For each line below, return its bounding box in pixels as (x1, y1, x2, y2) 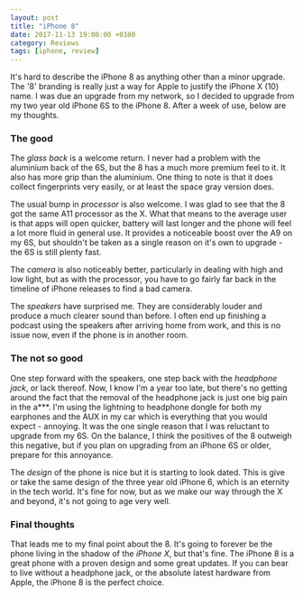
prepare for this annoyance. (10, 449, 114, 460)
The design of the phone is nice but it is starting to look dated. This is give (10, 466, 286, 478)
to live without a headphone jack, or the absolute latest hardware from (10, 567, 271, 578)
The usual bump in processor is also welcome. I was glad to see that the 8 (10, 199, 286, 210)
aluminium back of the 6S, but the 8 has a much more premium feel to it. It (10, 162, 286, 173)
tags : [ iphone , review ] (10, 47, 100, 56)
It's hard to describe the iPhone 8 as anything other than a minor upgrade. (10, 71, 286, 82)
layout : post (10, 13, 60, 23)
